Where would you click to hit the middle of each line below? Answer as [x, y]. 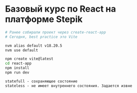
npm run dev [17, 73]
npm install [17, 68]
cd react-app [18, 64]
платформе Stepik [44, 19]
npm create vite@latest [29, 59]
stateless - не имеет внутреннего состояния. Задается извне [69, 86]
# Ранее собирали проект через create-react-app [56, 32]
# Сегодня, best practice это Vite [41, 37]
